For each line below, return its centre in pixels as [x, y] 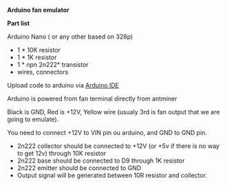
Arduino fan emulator [39, 10]
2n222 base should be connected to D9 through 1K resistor [101, 161]
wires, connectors [43, 72]
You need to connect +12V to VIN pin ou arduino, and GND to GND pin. [107, 133]
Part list [18, 23]
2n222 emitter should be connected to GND [79, 168]
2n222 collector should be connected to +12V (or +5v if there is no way [118, 146]
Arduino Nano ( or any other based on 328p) [70, 37]
